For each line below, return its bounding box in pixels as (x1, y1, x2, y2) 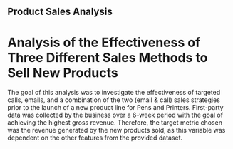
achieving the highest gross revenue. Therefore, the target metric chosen (7, 118, 223, 127)
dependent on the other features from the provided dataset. (7, 133, 183, 142)
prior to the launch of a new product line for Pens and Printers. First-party (7, 103, 224, 112)
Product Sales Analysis (7, 6, 113, 18)
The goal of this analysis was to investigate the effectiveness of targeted (7, 88, 221, 97)
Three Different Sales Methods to (7, 49, 208, 66)
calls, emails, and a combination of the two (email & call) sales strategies (7, 96, 221, 104)
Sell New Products (7, 64, 119, 81)
